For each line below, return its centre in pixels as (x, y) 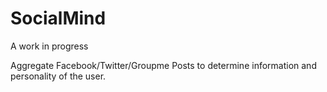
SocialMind (58, 18)
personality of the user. (58, 76)
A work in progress (49, 46)
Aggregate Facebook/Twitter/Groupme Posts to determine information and (163, 65)
